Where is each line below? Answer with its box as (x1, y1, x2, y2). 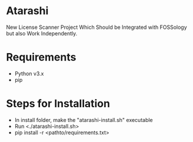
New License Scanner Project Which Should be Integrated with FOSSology (6, 24, 187, 31)
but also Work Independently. (6, 29, 78, 37)
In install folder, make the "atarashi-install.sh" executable (14, 116, 153, 123)
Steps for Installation (6, 97, 111, 110)
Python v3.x (14, 70, 44, 77)
